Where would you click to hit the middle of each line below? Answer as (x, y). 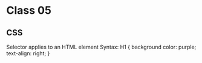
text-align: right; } (28, 53)
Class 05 (29, 10)
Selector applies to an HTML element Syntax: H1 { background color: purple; (101, 47)
